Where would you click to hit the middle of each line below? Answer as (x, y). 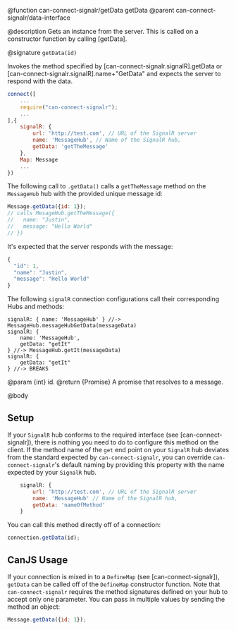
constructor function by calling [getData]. (67, 39)
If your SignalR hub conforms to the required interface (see (93, 435)
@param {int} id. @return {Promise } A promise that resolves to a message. (115, 382)
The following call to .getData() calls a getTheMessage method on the (107, 186)
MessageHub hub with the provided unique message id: (85, 194)
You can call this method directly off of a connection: (84, 525)
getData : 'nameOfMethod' (69, 505)
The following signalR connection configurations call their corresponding (113, 299)
